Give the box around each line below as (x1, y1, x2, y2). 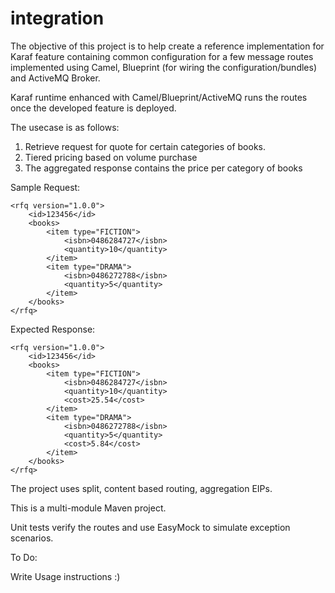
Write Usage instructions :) (10, 570, 121, 582)
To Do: (10, 551, 38, 563)
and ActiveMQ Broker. (10, 72, 101, 84)
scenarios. (10, 532, 54, 544)
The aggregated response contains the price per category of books (24, 162, 303, 174)
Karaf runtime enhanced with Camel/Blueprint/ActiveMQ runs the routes (10, 91, 308, 103)
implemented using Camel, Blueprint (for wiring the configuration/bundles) (10, 61, 318, 73)
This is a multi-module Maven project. (10, 502, 167, 514)
